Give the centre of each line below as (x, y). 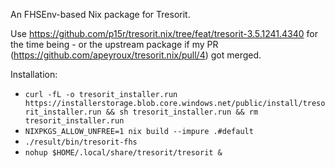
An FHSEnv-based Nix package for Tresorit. (100, 14)
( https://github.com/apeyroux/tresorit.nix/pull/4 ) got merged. (136, 55)
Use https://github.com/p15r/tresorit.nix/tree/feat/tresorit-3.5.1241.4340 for (164, 33)
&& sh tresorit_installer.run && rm (182, 112)
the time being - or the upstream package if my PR (114, 44)
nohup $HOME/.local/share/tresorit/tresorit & (123, 153)
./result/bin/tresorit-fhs (81, 142)
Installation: (34, 74)
